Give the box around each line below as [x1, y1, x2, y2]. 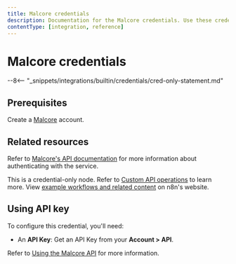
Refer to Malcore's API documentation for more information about [7, 154, 197, 162]
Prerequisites [7, 97, 67, 109]
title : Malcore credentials [7, 10, 90, 18]
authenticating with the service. [7, 162, 99, 170]
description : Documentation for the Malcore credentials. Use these [7, 17, 212, 24]
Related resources [7, 136, 89, 148]
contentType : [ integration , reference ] [7, 23, 124, 30]
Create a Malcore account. [7, 116, 84, 124]
